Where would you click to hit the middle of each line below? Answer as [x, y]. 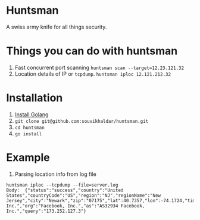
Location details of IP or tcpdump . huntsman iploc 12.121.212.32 [93, 74]
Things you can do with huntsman [92, 51]
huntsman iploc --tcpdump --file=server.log [62, 185]
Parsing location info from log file [55, 174]
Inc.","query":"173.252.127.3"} [46, 211]
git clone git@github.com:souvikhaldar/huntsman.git [82, 121]
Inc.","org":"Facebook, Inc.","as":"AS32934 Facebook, [76, 206]
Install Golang [32, 114]
